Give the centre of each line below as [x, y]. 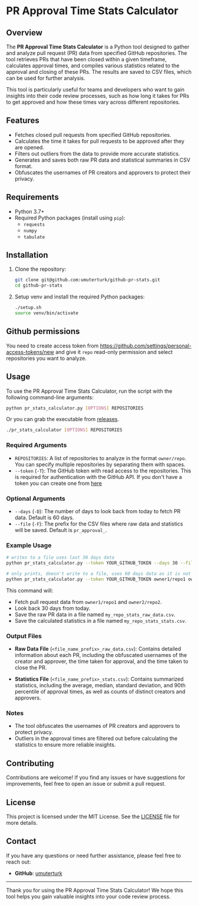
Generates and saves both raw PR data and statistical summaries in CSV [102, 160]
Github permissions [43, 331]
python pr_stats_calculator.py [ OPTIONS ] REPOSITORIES [75, 408]
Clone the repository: [40, 269]
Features [23, 121]
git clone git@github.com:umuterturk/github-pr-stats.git [87, 280]
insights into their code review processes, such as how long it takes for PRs [98, 96]
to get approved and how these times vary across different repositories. [93, 102]
